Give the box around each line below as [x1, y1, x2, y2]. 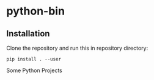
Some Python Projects [6, 67, 62, 74]
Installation [6, 28, 50, 39]
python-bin [6, 4, 65, 18]
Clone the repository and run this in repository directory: [6, 44, 148, 52]
